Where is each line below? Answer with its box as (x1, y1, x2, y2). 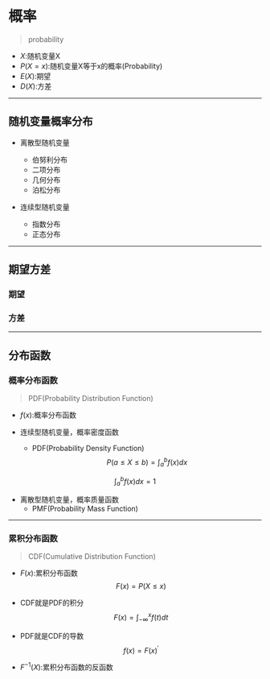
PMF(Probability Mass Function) (31, 503, 139, 513)
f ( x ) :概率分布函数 (19, 410, 76, 420)
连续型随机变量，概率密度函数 (19, 428, 119, 437)
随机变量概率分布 (8, 114, 93, 129)
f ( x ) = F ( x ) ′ (123, 644, 159, 655)
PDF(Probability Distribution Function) (27, 394, 154, 404)
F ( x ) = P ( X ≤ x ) (116, 582, 166, 591)
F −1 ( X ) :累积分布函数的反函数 (19, 661, 114, 673)
